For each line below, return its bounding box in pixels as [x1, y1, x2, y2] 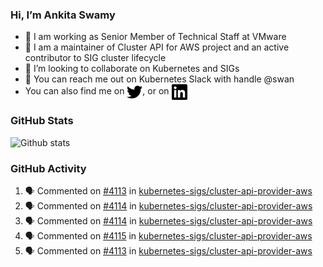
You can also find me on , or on [24, 85, 170, 97]
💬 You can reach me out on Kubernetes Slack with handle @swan [24, 73, 295, 85]
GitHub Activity [10, 161, 87, 175]
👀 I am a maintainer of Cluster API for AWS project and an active [24, 41, 290, 53]
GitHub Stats [10, 114, 74, 128]
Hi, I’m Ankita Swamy [10, 8, 116, 22]
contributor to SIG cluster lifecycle [24, 52, 167, 64]
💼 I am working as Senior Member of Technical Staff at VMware [24, 31, 287, 43]
